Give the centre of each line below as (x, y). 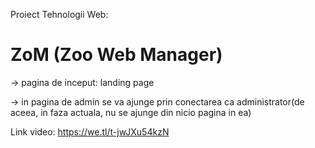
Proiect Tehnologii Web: (59, 14)
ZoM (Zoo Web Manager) (116, 55)
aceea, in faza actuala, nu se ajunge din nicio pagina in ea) (131, 112)
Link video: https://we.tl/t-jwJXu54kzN (90, 131)
